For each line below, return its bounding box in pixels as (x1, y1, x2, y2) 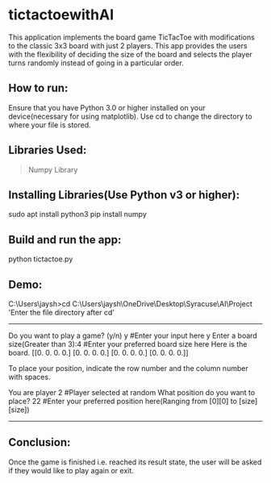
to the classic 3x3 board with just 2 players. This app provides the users (8, 40, 248, 50)
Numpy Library (27, 164, 78, 174)
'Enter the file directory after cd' (8, 308, 115, 317)
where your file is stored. (8, 119, 91, 130)
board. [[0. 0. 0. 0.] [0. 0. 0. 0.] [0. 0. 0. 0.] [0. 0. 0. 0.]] (8, 348, 189, 357)
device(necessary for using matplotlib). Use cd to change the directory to (8, 111, 252, 121)
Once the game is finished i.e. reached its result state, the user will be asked (8, 457, 262, 467)
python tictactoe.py (8, 254, 73, 264)
